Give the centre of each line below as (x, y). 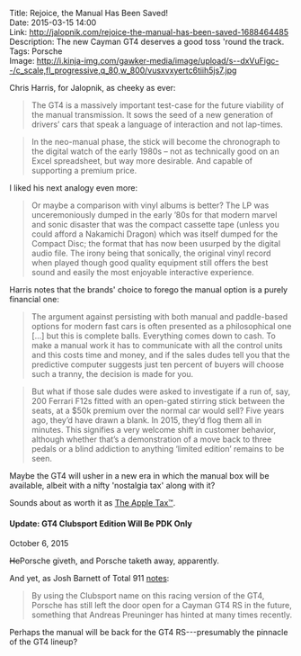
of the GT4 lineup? (44, 642)
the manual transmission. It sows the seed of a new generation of (152, 115)
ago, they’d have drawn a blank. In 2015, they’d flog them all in (146, 420)
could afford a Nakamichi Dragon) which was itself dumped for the (155, 234)
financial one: (35, 299)
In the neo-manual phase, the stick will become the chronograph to (155, 142)
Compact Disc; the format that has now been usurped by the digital (156, 243)
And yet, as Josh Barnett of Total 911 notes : (89, 579)
